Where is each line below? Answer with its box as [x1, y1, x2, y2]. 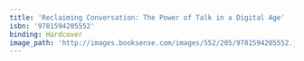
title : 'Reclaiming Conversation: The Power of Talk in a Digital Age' [9, 13, 285, 22]
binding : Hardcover [9, 30, 83, 39]
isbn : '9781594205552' [9, 22, 95, 30]
